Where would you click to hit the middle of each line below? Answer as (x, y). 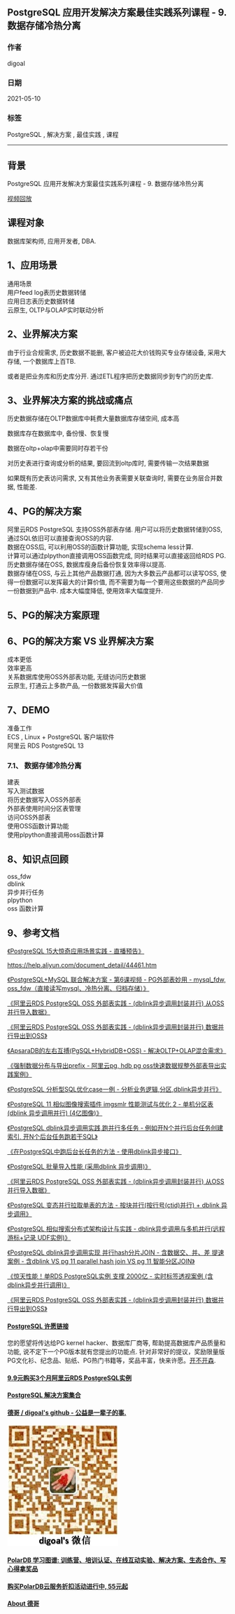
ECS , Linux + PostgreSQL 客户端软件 (61, 737)
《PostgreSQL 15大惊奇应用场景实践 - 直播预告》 (76, 951)
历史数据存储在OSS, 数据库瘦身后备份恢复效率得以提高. (87, 564)
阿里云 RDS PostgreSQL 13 (45, 746)
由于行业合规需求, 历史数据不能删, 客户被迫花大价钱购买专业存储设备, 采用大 (116, 352)
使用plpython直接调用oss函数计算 (56, 835)
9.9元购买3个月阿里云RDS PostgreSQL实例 (69, 1377)
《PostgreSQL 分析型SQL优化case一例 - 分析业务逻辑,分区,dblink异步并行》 (115, 1090)
